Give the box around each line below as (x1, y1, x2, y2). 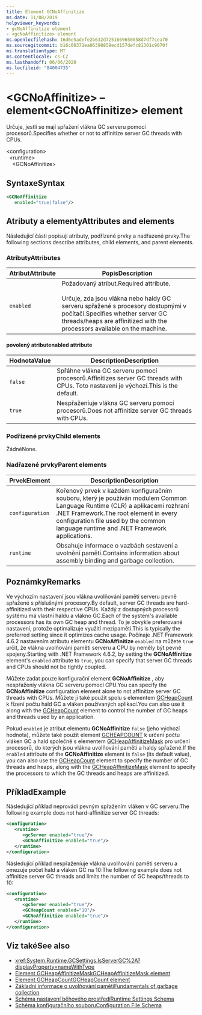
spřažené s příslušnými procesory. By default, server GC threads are (6, 599, 175, 606)
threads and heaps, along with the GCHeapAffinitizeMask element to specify (6, 763, 196, 770)
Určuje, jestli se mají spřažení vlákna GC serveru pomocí (6, 123, 146, 131)
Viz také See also (6, 941, 70, 951)
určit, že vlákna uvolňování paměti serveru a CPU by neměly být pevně (6, 644, 182, 651)
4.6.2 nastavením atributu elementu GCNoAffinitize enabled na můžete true (6, 637, 194, 644)
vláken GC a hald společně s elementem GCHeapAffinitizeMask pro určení (6, 738, 191, 745)
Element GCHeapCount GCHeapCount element (14, 976, 130, 983)
